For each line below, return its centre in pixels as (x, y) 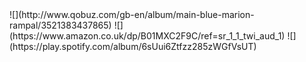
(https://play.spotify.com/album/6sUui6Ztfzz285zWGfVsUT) (133, 46)
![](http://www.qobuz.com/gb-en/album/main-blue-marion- (132, 14)
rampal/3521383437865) (60, 25)
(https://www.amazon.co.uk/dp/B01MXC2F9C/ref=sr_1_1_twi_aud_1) (147, 36)
